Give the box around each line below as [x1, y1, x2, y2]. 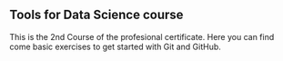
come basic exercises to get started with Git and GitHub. [9, 41, 221, 52]
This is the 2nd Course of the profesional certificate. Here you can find [9, 31, 275, 42]
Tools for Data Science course [9, 7, 184, 23]
